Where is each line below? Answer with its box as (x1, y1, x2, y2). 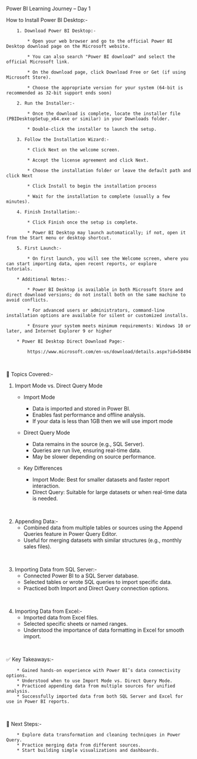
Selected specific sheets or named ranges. (23, 621, 128, 627)
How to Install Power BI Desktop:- (6, 17, 88, 23)
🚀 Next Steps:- (6, 721, 42, 727)
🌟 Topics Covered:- (6, 371, 54, 377)
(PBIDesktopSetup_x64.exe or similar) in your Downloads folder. (6, 116, 170, 122)
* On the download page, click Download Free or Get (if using (27, 69, 186, 75)
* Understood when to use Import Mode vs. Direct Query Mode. (17, 678, 173, 684)
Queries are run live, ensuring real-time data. (32, 447, 142, 454)
